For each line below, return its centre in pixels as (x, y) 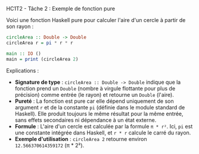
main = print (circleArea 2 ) (42, 59)
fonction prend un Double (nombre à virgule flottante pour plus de (95, 88)
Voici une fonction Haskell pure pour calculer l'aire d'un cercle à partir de (96, 20)
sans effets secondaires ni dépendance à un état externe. (85, 120)
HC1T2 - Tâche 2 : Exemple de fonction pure (60, 9)
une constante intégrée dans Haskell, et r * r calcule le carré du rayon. (103, 133)
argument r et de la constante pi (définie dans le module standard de (100, 107)
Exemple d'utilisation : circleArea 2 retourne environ (81, 139)
